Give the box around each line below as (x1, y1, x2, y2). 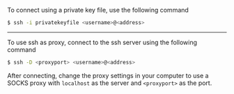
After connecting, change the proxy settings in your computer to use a (7, 71, 209, 79)
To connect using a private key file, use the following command (7, 6, 189, 14)
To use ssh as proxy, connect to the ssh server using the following (7, 38, 197, 46)
